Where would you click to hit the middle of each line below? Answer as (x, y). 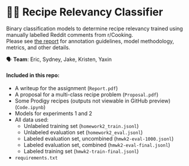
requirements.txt (36, 158)
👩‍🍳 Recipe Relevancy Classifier (85, 12)
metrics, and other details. (38, 47)
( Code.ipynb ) (30, 107)
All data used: (31, 120)
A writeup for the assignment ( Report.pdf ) (66, 88)
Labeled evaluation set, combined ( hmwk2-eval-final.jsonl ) (97, 145)
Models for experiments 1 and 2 (53, 114)
